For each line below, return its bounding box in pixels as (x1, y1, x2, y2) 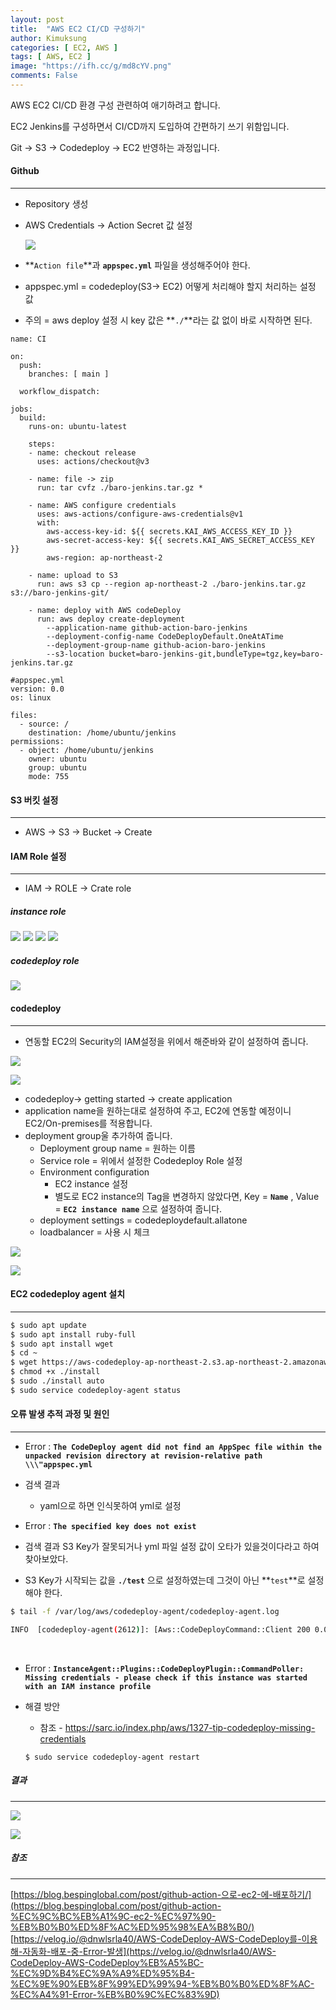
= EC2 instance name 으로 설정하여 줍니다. (54, 1202, 223, 1215)
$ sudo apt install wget (10, 1339, 114, 1349)
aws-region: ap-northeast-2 (46, 553, 163, 563)
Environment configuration (39, 1166, 150, 1178)
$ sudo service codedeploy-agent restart (24, 1752, 200, 1762)
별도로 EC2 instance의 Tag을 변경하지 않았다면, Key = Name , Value (54, 1190, 320, 1202)
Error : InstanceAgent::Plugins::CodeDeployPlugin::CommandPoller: (24, 1662, 305, 1674)
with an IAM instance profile (24, 1681, 152, 1691)
